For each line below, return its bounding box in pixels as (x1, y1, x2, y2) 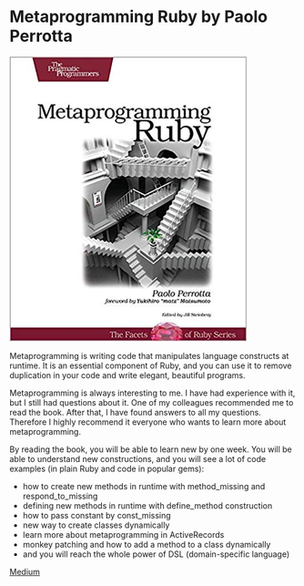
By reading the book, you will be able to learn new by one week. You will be (9, 444, 293, 455)
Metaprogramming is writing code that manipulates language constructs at (9, 350, 289, 361)
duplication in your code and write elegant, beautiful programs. (9, 369, 246, 380)
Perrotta (9, 26, 73, 46)
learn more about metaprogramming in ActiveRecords (22, 529, 225, 540)
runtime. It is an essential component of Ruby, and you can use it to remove (9, 360, 293, 371)
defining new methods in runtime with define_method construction (22, 499, 273, 511)
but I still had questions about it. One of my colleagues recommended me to (9, 396, 294, 407)
